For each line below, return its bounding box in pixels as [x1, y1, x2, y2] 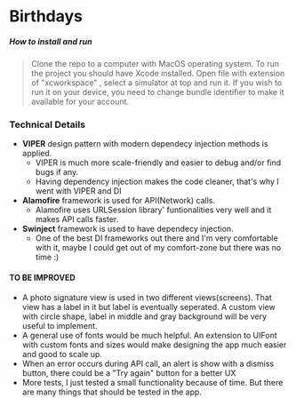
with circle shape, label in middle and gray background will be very [21, 311, 268, 322]
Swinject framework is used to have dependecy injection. [21, 224, 234, 235]
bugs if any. [35, 167, 79, 178]
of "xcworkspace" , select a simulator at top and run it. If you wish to [30, 77, 283, 88]
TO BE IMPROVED [9, 273, 76, 283]
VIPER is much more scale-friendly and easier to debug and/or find [35, 157, 282, 168]
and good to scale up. [21, 348, 102, 359]
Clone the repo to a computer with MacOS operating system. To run [30, 59, 280, 69]
